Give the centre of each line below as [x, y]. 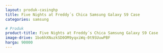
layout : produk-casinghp [32, 10]
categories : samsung [27, 19]
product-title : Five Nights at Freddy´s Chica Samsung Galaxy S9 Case [82, 33]
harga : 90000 [19, 43]
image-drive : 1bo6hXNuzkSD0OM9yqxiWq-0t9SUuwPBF [58, 38]
